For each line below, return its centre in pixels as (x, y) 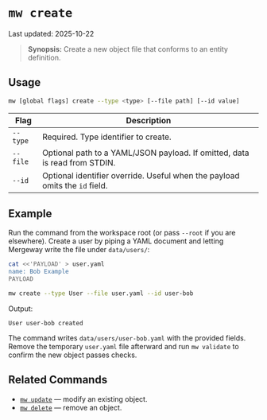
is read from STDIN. (79, 162)
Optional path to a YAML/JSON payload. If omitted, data (146, 153)
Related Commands (58, 380)
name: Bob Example (39, 272)
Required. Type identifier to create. (107, 137)
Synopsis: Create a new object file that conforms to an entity (128, 49)
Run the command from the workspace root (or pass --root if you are (122, 233)
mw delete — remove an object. (71, 407)
